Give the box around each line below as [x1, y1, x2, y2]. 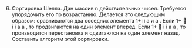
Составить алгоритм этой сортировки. [11, 36, 109, 42]
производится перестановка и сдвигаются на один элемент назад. [11, 29, 181, 36]
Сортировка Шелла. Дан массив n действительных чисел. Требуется [11, 5, 187, 12]
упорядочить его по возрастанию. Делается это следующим [11, 11, 166, 18]
